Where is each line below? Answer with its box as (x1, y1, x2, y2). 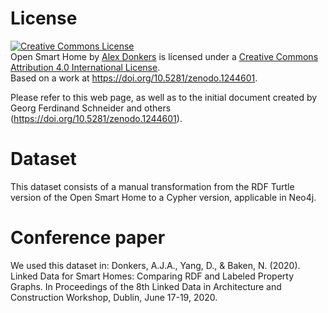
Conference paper (10, 227, 166, 249)
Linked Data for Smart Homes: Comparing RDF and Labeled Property (10, 270, 295, 282)
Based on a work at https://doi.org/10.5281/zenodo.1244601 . (10, 72, 258, 84)
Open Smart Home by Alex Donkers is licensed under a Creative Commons (10, 50, 319, 62)
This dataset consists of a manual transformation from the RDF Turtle (10, 180, 295, 192)
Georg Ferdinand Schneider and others (10, 102, 172, 114)
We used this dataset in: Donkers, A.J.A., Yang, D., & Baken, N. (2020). (10, 259, 301, 271)
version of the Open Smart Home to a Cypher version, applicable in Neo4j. (10, 191, 317, 203)
